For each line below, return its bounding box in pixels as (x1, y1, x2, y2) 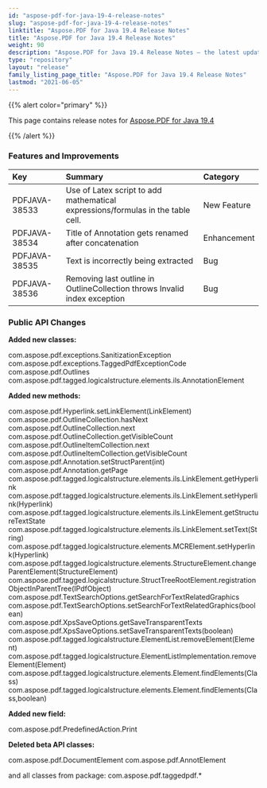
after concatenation (65, 237, 139, 248)
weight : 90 (8, 41, 44, 49)
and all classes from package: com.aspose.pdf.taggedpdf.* (8, 771, 203, 780)
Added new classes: (8, 335, 77, 344)
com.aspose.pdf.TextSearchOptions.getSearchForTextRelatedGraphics (8, 592, 240, 602)
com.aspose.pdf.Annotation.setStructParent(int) (8, 457, 165, 467)
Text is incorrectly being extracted (65, 255, 194, 266)
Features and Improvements (8, 150, 119, 161)
